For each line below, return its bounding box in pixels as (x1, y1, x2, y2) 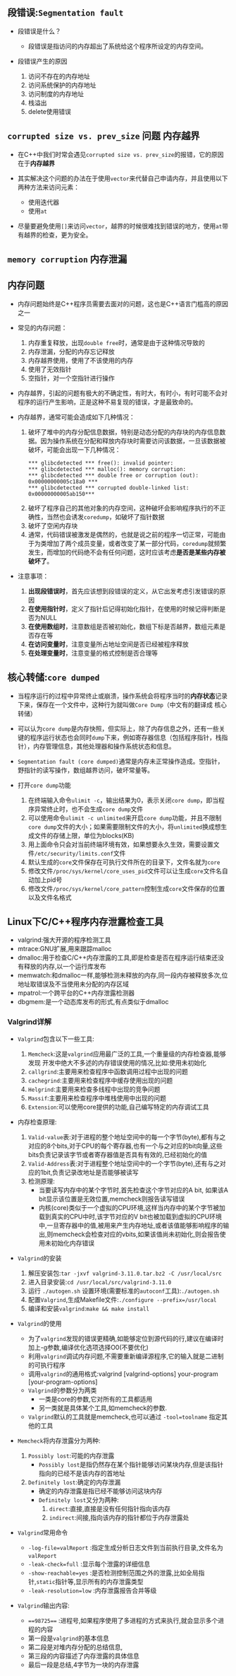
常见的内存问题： (17, 323, 68, 332)
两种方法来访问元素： (17, 182, 80, 191)
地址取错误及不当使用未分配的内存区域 (17, 980, 129, 989)
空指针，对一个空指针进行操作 (27, 373, 115, 382)
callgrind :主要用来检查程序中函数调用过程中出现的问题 (27, 1067, 189, 1076)
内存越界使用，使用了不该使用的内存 (27, 356, 134, 364)
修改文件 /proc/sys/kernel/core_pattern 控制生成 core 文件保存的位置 (27, 884, 225, 892)
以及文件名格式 (27, 893, 72, 902)
